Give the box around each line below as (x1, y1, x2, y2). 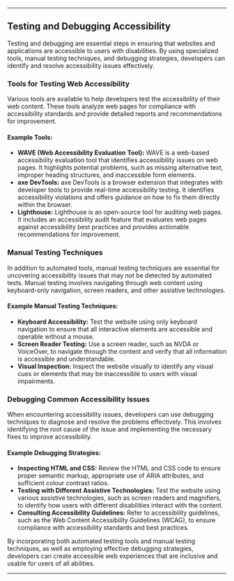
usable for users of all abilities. (7, 559, 95, 568)
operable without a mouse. (17, 332, 95, 340)
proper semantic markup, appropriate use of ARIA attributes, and (17, 471, 204, 480)
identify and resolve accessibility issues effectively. (7, 61, 155, 70)
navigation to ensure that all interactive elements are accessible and (17, 324, 213, 333)
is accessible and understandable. (17, 354, 116, 363)
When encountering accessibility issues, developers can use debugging (7, 410, 214, 419)
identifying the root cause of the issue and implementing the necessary (7, 425, 212, 433)
